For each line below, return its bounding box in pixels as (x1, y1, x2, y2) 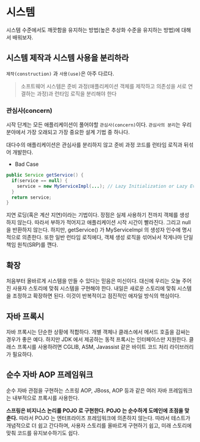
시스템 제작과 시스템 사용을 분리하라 (6, 53, 129, 63)
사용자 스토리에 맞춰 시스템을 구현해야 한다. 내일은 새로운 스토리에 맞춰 (12, 285, 176, 292)
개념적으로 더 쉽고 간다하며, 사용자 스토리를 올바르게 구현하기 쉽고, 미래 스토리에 (6, 422, 192, 429)
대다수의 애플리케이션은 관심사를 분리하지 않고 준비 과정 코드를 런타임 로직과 (6, 141, 183, 149)
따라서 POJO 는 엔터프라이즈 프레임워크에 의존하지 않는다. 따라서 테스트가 (18, 414, 190, 421)
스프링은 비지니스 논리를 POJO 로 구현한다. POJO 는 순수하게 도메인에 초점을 (6, 407, 183, 414)
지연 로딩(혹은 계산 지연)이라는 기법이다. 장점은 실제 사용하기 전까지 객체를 (6, 211, 179, 218)
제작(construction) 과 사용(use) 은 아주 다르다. (6, 70, 114, 77)
